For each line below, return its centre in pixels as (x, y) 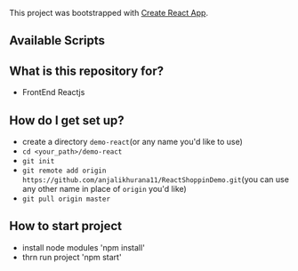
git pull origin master (66, 199)
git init (38, 162)
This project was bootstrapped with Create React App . (109, 13)
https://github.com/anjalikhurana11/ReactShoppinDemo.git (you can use (155, 179)
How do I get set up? (67, 120)
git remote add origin (64, 171)
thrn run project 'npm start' (72, 257)
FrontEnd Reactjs (53, 92)
